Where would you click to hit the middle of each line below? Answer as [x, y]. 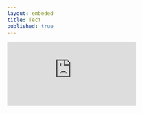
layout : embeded [30, 13]
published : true [30, 26]
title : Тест [24, 20]
